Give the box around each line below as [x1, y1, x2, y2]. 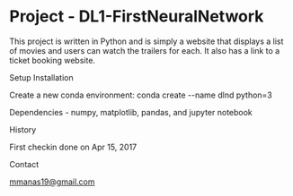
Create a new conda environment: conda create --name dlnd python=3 [9, 89, 272, 100]
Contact [9, 158, 39, 169]
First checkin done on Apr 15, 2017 [9, 141, 138, 152]
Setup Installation [9, 72, 74, 82]
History [9, 124, 37, 135]
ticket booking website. [9, 55, 96, 65]
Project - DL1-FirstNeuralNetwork [9, 6, 264, 27]
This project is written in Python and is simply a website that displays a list [9, 36, 284, 47]
